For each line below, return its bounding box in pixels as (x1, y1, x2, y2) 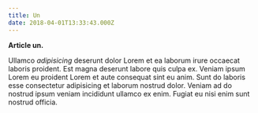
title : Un (8, 11, 41, 20)
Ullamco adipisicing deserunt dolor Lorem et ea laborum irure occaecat (8, 56, 241, 65)
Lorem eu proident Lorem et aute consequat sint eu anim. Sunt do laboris (8, 72, 246, 82)
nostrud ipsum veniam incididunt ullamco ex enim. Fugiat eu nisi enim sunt (8, 89, 250, 98)
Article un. (8, 40, 44, 49)
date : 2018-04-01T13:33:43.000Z (8, 19, 114, 27)
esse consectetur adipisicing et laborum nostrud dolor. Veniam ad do (8, 80, 233, 90)
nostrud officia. (8, 97, 58, 107)
